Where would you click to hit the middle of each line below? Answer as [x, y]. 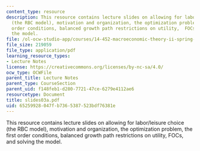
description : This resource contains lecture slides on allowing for [94, 17]
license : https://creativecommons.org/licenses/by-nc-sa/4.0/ [85, 67]
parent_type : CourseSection [41, 84]
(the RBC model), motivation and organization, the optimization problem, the [99, 129]
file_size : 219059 [29, 45]
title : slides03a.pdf [33, 100]
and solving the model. [34, 141]
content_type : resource [36, 12]
